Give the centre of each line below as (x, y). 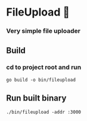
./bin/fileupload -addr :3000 (44, 112)
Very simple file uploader (43, 31)
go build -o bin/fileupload (41, 80)
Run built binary (36, 98)
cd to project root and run (44, 67)
